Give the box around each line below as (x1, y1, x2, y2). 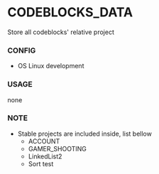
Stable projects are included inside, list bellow (17, 129, 153, 138)
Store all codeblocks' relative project (7, 28, 115, 36)
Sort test (28, 159, 54, 168)
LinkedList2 (28, 152, 62, 161)
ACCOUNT (28, 136, 60, 146)
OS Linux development (17, 62, 84, 70)
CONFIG (7, 45, 36, 55)
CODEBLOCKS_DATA (7, 4, 133, 21)
